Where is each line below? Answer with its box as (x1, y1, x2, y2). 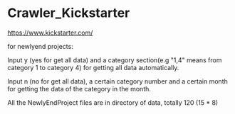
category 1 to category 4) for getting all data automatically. (7, 63, 179, 72)
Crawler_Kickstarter (7, 5, 130, 21)
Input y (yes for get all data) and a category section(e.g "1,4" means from (7, 55, 222, 64)
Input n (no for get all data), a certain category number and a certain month (7, 76, 228, 86)
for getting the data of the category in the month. (7, 84, 152, 93)
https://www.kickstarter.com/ (7, 28, 93, 37)
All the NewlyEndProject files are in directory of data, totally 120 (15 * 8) (7, 98, 219, 107)
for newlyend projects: (7, 42, 73, 50)
